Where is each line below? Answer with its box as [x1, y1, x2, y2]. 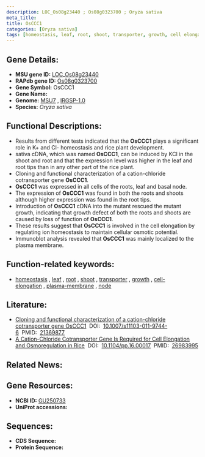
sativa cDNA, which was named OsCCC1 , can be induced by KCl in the [15, 150, 193, 157]
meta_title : [6, 15, 37, 21]
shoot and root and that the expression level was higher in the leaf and [15, 157, 193, 164]
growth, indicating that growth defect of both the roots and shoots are [15, 209, 191, 216]
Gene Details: [6, 55, 59, 65]
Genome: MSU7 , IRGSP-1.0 [15, 96, 85, 104]
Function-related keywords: [6, 259, 115, 270]
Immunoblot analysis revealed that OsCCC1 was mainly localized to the [15, 235, 194, 242]
